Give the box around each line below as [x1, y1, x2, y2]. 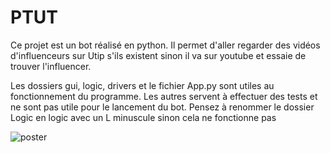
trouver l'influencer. [10, 60, 92, 72]
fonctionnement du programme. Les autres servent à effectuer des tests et [10, 90, 318, 102]
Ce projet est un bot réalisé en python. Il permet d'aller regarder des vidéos [10, 39, 321, 51]
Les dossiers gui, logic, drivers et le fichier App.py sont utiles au [10, 79, 275, 91]
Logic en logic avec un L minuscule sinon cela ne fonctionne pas [10, 111, 277, 123]
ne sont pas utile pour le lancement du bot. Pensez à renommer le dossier [10, 101, 315, 113]
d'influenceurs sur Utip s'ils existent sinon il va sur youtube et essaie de [10, 49, 307, 61]
